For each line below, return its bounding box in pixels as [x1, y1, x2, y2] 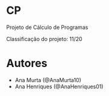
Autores [6, 57, 48, 70]
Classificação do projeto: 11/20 [6, 35, 83, 42]
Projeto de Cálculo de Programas [6, 24, 89, 31]
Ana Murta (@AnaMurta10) [14, 76, 81, 83]
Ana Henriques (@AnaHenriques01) [14, 83, 104, 90]
